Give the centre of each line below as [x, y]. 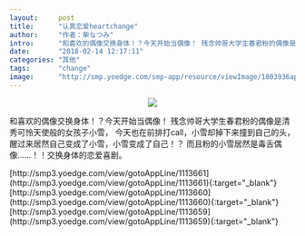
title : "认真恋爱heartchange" [74, 26]
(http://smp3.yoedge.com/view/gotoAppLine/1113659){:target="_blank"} [144, 221]
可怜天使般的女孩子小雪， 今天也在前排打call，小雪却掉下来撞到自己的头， [156, 132]
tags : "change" [50, 69]
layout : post [42, 18]
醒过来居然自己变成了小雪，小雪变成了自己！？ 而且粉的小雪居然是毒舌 [142, 143]
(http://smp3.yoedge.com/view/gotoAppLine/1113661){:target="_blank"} [143, 182]
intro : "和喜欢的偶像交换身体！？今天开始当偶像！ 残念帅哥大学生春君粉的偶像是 [153, 43]
